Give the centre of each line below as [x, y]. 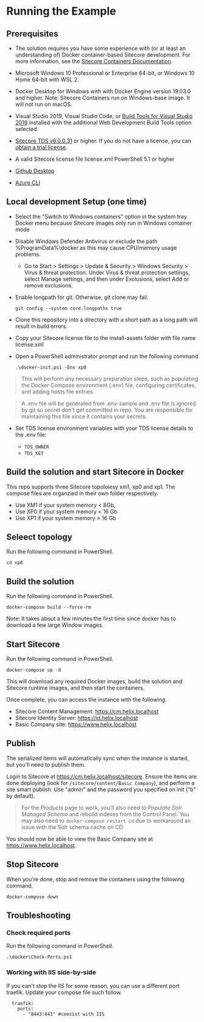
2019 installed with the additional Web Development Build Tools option [103, 122]
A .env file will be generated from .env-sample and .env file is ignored [108, 403]
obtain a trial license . [41, 147]
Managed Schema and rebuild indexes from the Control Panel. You [105, 814]
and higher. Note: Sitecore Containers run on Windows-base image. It [103, 98]
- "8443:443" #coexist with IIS [63, 1014]
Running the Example [62, 11]
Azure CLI [28, 183]
